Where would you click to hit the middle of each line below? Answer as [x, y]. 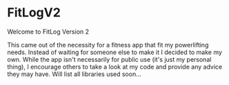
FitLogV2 [34, 13]
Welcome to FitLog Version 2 [48, 32]
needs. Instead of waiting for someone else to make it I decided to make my [115, 52]
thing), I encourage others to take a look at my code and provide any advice [115, 66]
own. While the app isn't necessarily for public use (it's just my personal [109, 59]
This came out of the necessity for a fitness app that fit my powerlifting [108, 45]
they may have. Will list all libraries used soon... [74, 74]
